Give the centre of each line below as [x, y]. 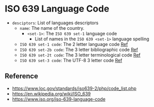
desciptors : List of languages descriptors [55, 23]
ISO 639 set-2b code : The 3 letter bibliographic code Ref [79, 49]
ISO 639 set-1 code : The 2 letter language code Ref [74, 44]
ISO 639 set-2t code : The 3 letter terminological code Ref [80, 55]
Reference [22, 76]
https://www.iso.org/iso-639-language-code [59, 99]
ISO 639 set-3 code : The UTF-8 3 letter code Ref [71, 60]
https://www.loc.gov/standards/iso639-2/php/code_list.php [74, 88]
